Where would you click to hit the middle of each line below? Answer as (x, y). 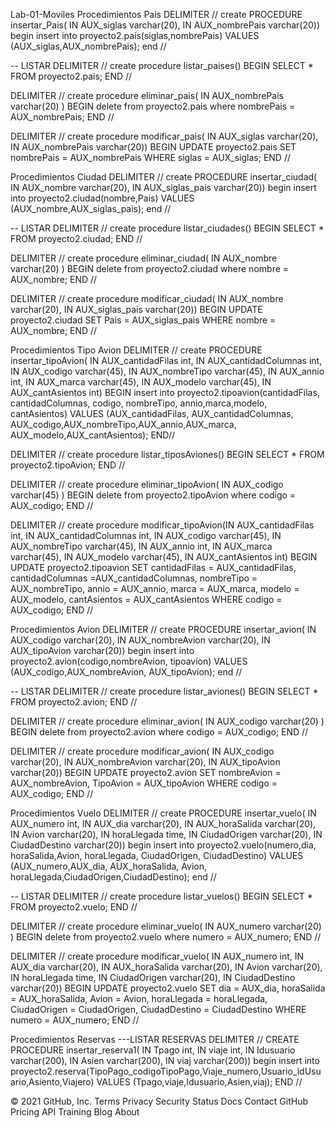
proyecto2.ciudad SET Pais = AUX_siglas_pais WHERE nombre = (143, 320)
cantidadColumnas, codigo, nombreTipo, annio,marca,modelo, (139, 403)
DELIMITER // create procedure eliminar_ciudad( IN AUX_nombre (144, 258)
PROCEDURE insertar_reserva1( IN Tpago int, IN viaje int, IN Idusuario (153, 1050)
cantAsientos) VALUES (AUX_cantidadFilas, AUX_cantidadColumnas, (152, 413)
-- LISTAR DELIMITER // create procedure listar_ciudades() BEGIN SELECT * (167, 228)
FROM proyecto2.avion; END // (74, 702)
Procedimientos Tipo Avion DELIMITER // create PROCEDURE (136, 350)
